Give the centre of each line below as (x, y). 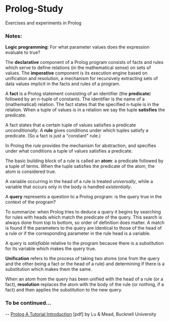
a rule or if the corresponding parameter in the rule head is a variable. (78, 233)
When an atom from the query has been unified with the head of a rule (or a (84, 279)
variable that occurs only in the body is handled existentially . (69, 187)
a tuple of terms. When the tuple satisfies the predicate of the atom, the (80, 166)
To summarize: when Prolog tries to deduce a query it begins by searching (83, 212)
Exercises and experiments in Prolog (43, 23)
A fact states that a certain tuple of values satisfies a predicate (71, 125)
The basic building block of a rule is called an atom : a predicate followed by (84, 161)
